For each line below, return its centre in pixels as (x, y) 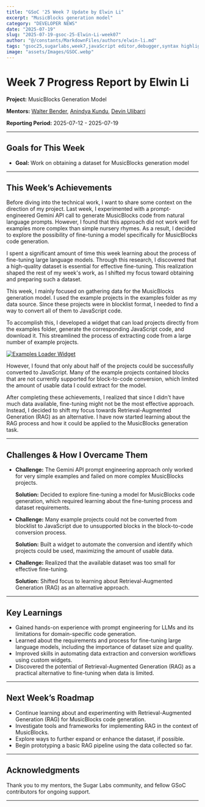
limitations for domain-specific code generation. (76, 634)
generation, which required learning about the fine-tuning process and (104, 501)
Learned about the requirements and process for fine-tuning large (98, 640)
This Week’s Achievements (59, 188)
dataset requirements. (43, 508)
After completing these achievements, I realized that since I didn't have (95, 397)
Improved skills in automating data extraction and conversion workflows (106, 653)
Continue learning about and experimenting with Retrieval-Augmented (103, 713)
